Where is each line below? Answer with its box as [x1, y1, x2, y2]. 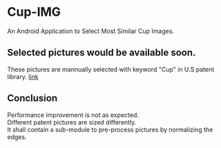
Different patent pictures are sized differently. [7, 118, 137, 126]
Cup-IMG [7, 4, 61, 20]
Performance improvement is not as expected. [7, 111, 140, 119]
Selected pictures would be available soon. [7, 47, 196, 59]
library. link [7, 72, 39, 81]
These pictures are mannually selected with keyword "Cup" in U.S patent [7, 65, 215, 73]
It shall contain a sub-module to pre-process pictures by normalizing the [7, 125, 213, 134]
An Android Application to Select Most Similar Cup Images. [7, 27, 175, 35]
